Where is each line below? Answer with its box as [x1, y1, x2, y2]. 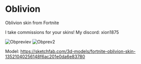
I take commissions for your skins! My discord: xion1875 [5, 29, 119, 35]
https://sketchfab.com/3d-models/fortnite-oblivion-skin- [20, 48, 136, 54]
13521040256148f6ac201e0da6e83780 [5, 53, 86, 60]
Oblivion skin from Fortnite [5, 20, 59, 26]
